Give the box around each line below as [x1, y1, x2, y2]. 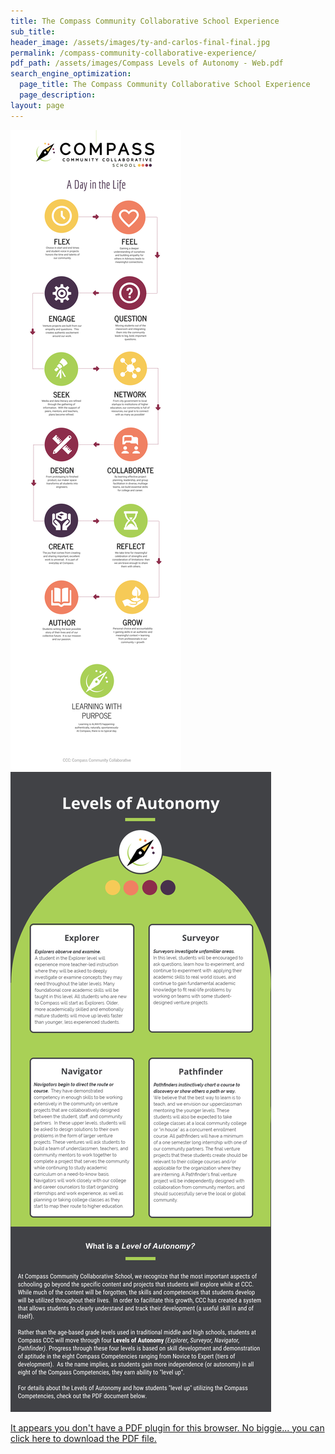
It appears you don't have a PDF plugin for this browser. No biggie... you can [10, 1421, 325, 1434]
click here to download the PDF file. [10, 1432, 157, 1444]
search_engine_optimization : [10, 69, 132, 79]
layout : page [10, 100, 65, 110]
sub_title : [10, 26, 56, 37]
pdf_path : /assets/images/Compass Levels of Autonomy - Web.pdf [10, 58, 284, 69]
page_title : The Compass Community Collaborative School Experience [19, 80, 311, 90]
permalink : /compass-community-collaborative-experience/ [10, 48, 257, 58]
